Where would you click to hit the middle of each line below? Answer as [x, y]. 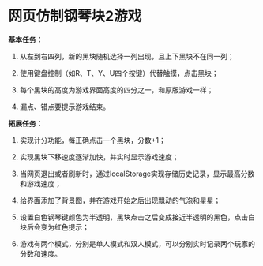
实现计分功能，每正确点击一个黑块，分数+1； [92, 140]
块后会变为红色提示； [54, 227]
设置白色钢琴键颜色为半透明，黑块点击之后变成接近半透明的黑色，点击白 [137, 217]
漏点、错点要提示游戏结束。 [65, 107]
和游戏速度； [40, 183]
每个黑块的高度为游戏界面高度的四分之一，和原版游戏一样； [116, 90]
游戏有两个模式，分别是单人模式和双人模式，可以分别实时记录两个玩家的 [137, 244]
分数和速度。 [40, 253]
